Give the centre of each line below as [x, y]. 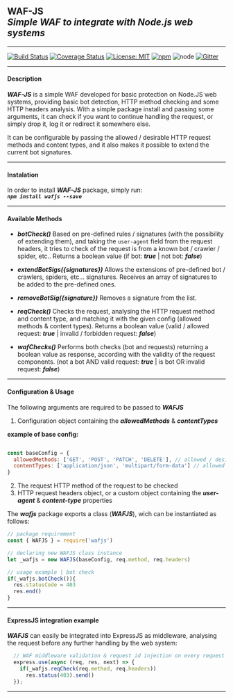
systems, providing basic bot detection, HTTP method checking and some [113, 102]
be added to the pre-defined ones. [67, 284]
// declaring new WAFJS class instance [65, 553]
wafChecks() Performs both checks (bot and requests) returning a [113, 347]
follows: [18, 522]
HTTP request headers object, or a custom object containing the [109, 493]
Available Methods [35, 218]
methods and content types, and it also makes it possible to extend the [108, 145]
